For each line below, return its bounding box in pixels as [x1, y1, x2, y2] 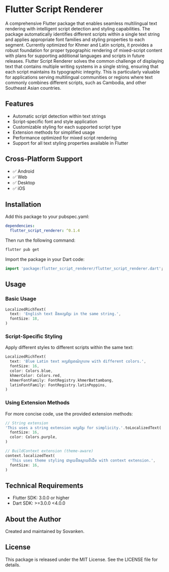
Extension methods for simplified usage [12, 129, 95, 135]
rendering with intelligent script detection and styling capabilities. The [5, 25, 150, 31]
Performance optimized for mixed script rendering [12, 134, 117, 140]
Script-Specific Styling [5, 333, 63, 340]
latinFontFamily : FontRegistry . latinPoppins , [10, 383, 107, 388]
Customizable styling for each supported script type [12, 124, 121, 130]
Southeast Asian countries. [5, 85, 62, 91]
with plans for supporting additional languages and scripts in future [5, 52, 145, 59]
